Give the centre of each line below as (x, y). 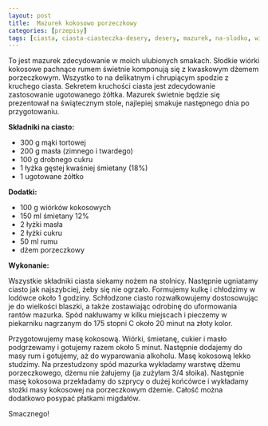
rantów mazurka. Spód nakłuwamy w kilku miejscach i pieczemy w (118, 315)
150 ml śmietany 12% (54, 216)
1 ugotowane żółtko (51, 177)
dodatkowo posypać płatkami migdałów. (74, 398)
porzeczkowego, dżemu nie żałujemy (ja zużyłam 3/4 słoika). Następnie (126, 373)
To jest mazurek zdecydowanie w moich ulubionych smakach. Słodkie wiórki (134, 61)
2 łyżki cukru (41, 233)
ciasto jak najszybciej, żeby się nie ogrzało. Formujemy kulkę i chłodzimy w (132, 289)
